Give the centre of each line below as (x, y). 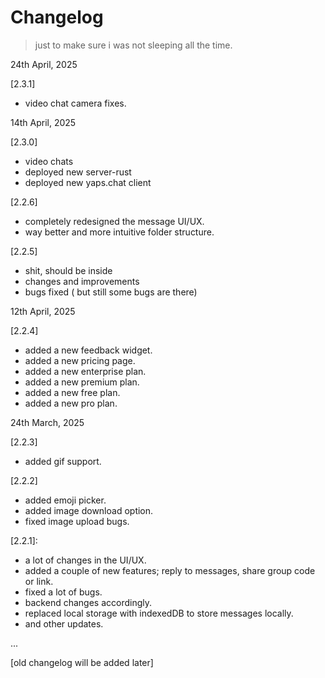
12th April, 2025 (43, 311)
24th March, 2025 (47, 422)
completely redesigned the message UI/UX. (114, 221)
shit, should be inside (68, 270)
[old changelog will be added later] (82, 662)
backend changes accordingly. (88, 602)
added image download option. (89, 510)
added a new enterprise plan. (85, 371)
